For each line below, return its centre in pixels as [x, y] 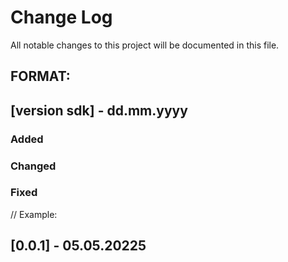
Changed [33, 166]
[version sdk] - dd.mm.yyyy [99, 110]
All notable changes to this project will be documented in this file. [145, 45]
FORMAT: [40, 76]
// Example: [34, 214]
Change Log [61, 17]
